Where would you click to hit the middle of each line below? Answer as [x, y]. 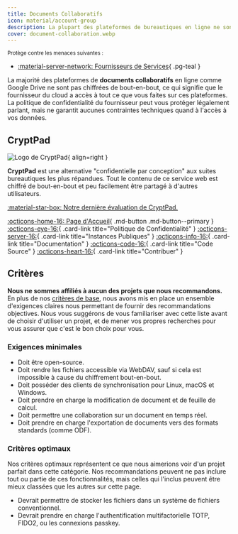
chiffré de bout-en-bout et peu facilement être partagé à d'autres [103, 186]
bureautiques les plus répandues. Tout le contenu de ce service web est [113, 179]
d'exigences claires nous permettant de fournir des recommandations [109, 305]
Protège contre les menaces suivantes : [56, 53]
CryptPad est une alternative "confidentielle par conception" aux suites [112, 171]
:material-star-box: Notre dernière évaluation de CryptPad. [93, 207]
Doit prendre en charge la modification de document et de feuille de [117, 400]
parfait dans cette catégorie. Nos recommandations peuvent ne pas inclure [117, 472]
